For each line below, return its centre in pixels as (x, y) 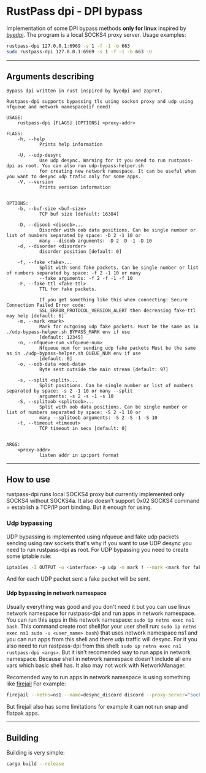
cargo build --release (35, 764)
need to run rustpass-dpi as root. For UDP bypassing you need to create (97, 549)
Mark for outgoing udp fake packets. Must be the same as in (119, 326)
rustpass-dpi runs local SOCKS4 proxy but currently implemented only (96, 494)
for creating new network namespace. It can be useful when (117, 171)
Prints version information (75, 187)
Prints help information (71, 144)
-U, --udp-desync (40, 155)
